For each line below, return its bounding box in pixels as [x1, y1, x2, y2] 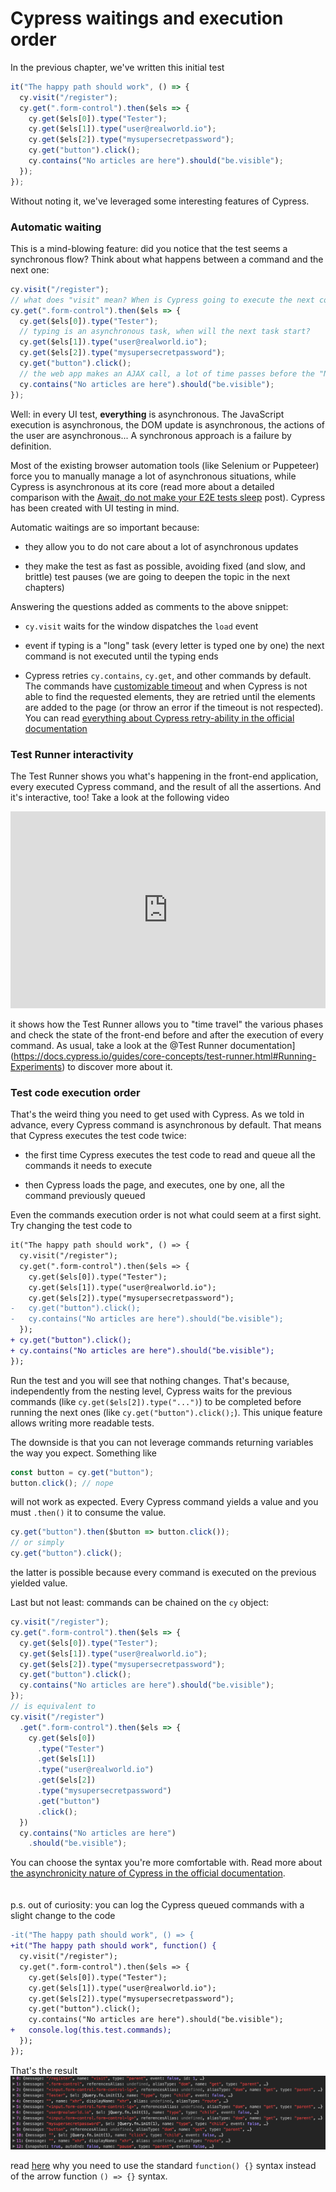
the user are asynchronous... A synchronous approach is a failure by [10, 429, 292, 441]
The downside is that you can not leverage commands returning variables [10, 1436, 314, 1448]
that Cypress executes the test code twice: [10, 1130, 187, 1142]
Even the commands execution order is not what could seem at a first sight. [10, 1209, 322, 1221]
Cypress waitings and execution [10, 7, 284, 30]
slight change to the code [10, 1910, 116, 1922]
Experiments [10, 1060, 63, 1072]
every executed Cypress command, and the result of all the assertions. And [10, 780, 322, 792]
